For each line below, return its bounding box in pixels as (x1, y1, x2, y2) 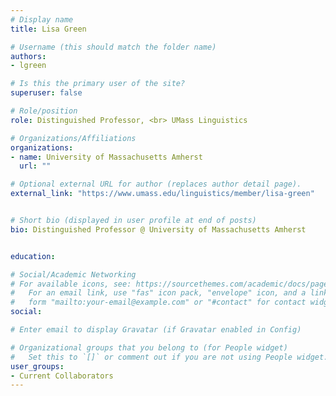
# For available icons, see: (10, 279, 132, 289)
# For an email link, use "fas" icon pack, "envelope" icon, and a (10, 288, 307, 298)
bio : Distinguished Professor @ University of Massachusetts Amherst (10, 224, 307, 235)
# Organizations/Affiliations (10, 133, 137, 143)
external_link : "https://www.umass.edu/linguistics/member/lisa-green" (10, 189, 315, 199)
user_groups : (10, 361, 65, 371)
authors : (10, 51, 47, 61)
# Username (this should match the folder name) (10, 42, 217, 52)
